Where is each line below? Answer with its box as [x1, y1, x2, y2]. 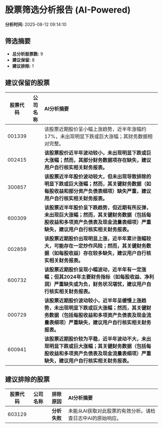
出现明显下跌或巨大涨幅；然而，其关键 [59, 304, 147, 311]
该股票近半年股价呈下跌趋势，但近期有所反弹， [44, 204, 151, 211]
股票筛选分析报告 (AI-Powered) [5, 4, 131, 16]
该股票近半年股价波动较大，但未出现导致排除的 [44, 173, 151, 180]
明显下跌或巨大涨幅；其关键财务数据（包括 [49, 342, 147, 349]
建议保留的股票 [5, 79, 50, 87]
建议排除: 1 [12, 63, 34, 69]
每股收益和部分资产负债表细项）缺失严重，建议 [44, 188, 151, 195]
